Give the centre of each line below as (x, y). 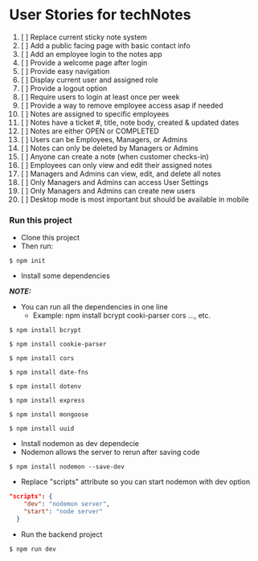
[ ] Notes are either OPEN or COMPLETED (90, 131)
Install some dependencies (66, 276)
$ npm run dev (33, 549)
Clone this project (50, 238)
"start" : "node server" (63, 511)
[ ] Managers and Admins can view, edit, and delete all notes (121, 174)
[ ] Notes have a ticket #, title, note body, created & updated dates (130, 122)
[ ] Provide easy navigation (65, 71)
